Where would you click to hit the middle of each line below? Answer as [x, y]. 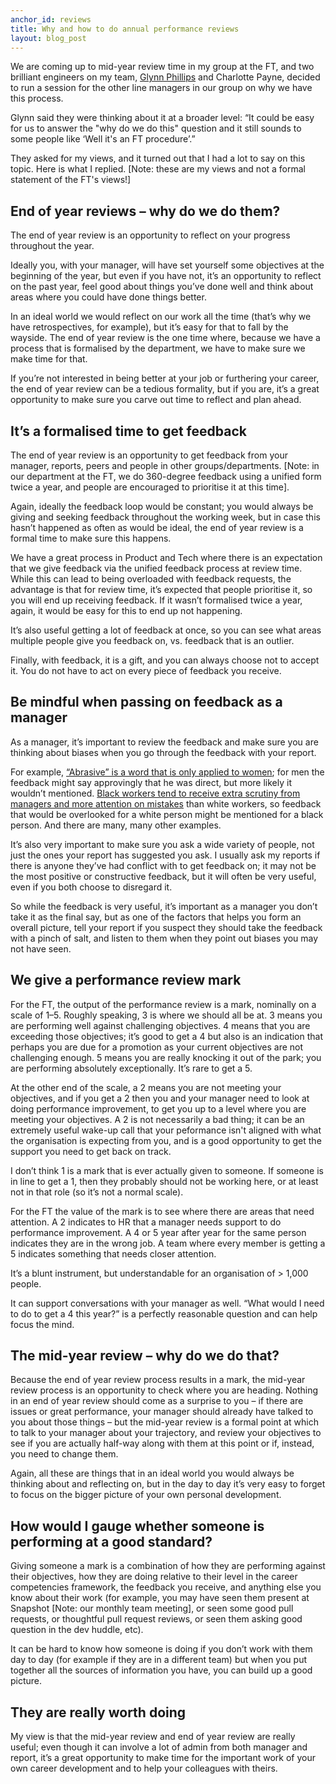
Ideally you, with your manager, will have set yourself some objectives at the [167, 265]
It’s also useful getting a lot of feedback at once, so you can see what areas [166, 630]
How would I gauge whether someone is [137, 1526]
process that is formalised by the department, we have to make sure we [158, 348]
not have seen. [41, 948]
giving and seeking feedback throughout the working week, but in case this [165, 517]
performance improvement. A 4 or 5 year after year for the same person [158, 1232]
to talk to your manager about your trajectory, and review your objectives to [166, 1433]
